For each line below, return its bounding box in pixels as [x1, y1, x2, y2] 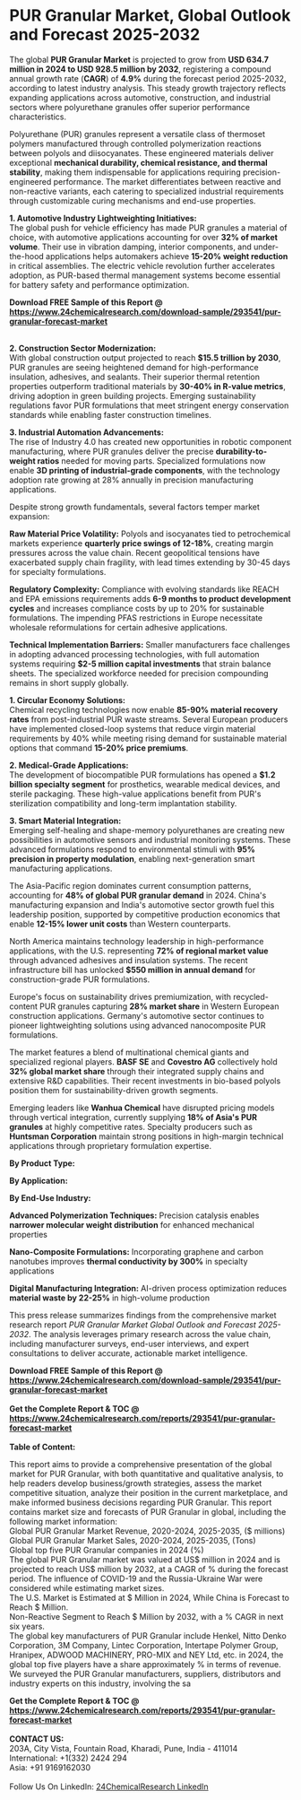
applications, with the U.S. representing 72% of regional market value [9, 945, 269, 956]
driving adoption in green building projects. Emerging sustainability [9, 390, 257, 401]
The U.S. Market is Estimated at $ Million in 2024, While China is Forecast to [9, 1592, 289, 1603]
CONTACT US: [9, 1733, 64, 1744]
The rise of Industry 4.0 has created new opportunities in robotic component [9, 436, 292, 447]
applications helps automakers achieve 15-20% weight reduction [46, 250, 288, 261]
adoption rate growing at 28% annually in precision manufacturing [9, 474, 254, 485]
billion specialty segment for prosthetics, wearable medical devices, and [9, 778, 280, 789]
